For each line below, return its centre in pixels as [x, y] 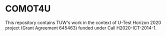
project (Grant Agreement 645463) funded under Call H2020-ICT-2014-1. [81, 27]
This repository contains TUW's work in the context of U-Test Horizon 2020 [83, 22]
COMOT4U [28, 9]
